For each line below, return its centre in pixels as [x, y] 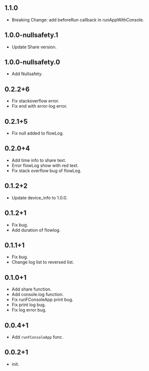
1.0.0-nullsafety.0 [32, 62]
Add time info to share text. [39, 160]
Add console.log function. [37, 294]
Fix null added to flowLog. [37, 133]
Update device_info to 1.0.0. [39, 197]
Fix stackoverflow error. [35, 101]
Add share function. [31, 289]
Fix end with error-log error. [39, 106]
